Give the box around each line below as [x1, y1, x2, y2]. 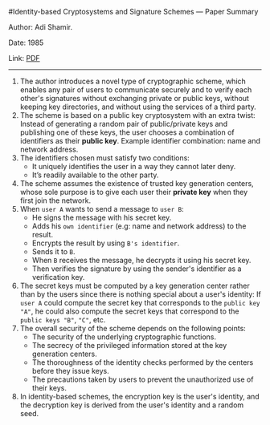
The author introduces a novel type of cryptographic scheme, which [19, 76, 247, 86]
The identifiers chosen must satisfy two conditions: [19, 153, 190, 163]
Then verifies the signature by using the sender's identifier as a [31, 264, 242, 273]
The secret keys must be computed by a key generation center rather [19, 281, 251, 290]
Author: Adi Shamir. [8, 22, 73, 31]
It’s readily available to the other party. [31, 170, 159, 180]
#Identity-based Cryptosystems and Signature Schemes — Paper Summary [8, 7, 259, 16]
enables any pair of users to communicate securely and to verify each [19, 85, 252, 95]
